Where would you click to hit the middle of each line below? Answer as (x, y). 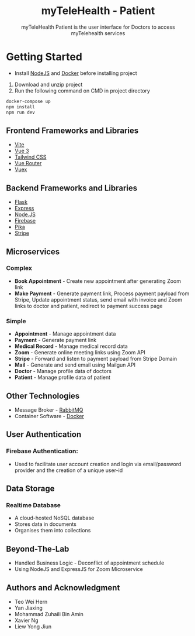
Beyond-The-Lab (38, 549)
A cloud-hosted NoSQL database (54, 518)
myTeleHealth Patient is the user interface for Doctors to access (98, 27)
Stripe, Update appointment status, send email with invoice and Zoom (98, 299)
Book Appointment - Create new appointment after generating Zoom (97, 281)
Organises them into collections (53, 531)
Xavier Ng (26, 620)
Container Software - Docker (49, 416)
